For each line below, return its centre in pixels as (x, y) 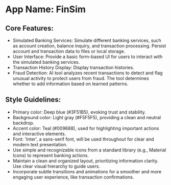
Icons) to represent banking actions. (51, 155)
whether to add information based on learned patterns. (70, 84)
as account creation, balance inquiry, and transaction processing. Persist (89, 46)
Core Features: (29, 28)
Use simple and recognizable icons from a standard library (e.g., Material (89, 150)
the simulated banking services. (46, 62)
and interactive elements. (39, 134)
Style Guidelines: (33, 100)
